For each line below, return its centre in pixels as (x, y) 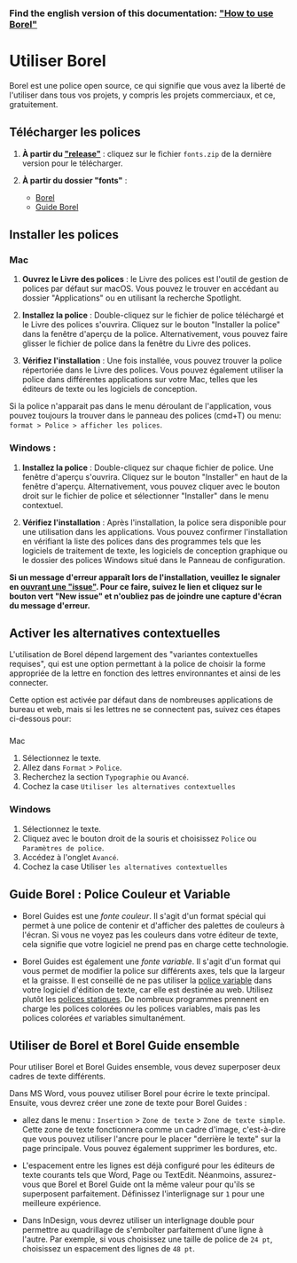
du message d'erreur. (50, 605)
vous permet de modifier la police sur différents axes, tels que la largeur (153, 970)
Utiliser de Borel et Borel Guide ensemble (125, 1045)
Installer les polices (64, 235)
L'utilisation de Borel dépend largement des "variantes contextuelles (134, 655)
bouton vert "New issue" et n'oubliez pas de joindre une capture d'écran (145, 596)
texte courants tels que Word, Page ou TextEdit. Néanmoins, (132, 1175)
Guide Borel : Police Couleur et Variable (120, 894)
